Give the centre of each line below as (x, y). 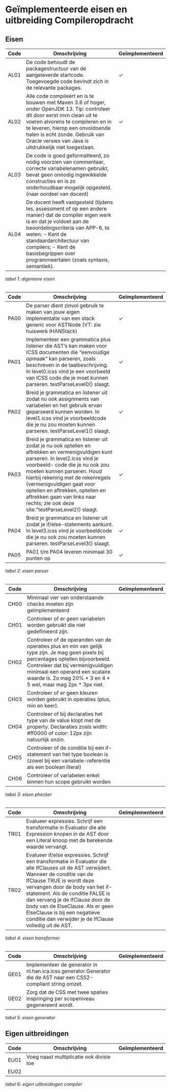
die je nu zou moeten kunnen (61, 424)
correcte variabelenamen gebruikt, (67, 168)
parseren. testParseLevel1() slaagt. (68, 431)
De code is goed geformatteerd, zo (68, 156)
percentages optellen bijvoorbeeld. (69, 659)
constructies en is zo (51, 181)
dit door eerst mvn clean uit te (62, 115)
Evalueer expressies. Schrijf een (65, 821)
